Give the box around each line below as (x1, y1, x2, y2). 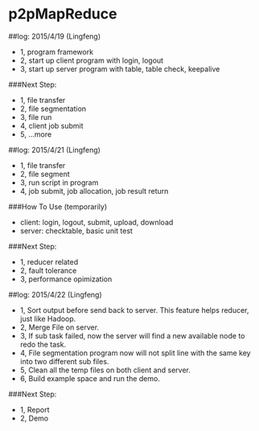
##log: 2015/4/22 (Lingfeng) (8, 289, 102, 299)
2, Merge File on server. (19, 322, 99, 332)
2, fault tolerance (19, 265, 77, 275)
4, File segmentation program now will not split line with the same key (19, 347, 251, 358)
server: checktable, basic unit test (19, 226, 133, 236)
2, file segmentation (19, 104, 87, 113)
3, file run (19, 112, 52, 121)
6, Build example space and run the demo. (19, 373, 161, 383)
